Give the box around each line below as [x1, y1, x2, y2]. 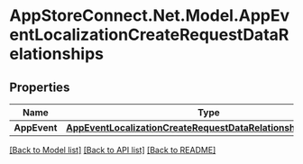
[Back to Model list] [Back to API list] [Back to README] [9, 145, 216, 155]
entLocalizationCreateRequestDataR [9, 24, 289, 45]
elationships [9, 44, 105, 64]
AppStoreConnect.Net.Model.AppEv [9, 5, 290, 26]
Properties [9, 79, 70, 95]
